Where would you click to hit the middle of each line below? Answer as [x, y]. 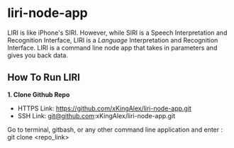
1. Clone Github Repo [39, 94]
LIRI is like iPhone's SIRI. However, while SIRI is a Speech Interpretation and [117, 33]
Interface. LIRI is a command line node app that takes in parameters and [112, 47]
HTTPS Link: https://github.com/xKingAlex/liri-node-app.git [104, 108]
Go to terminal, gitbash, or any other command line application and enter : [115, 130]
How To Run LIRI [44, 78]
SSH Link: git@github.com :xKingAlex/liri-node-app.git [96, 115]
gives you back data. [38, 55]
